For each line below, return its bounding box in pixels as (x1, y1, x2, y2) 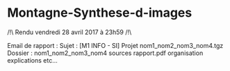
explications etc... (7, 56, 58, 64)
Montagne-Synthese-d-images (7, 5, 192, 21)
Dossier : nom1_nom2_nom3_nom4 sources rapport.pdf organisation (7, 49, 204, 57)
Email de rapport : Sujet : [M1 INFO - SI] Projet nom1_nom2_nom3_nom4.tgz (7, 41, 224, 49)
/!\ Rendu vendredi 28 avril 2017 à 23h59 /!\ (7, 28, 132, 36)
